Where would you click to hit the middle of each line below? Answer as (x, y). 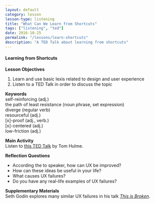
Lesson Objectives (25, 69)
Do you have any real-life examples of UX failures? (64, 181)
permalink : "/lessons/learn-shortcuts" (47, 38)
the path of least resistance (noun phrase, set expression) (65, 104)
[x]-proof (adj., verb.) (27, 120)
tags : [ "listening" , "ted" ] (34, 28)
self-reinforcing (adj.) (27, 99)
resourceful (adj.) (23, 115)
